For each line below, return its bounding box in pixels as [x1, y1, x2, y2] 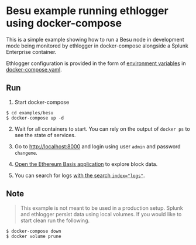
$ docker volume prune [6, 233, 61, 239]
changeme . [14, 149, 38, 156]
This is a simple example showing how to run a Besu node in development [6, 36, 184, 43]
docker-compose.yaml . [6, 66, 63, 73]
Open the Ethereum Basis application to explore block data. [14, 160, 158, 168]
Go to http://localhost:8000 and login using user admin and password [14, 142, 181, 150]
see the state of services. [14, 131, 76, 138]
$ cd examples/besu [6, 110, 54, 115]
